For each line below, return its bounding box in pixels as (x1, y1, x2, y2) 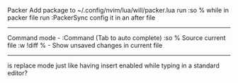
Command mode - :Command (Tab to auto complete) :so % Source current (7, 34, 226, 41)
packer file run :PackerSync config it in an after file (7, 13, 156, 22)
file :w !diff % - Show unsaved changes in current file (7, 41, 163, 49)
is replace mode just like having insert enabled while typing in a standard (7, 61, 220, 70)
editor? (7, 69, 28, 77)
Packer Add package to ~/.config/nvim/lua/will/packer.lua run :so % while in (7, 6, 229, 14)
